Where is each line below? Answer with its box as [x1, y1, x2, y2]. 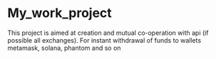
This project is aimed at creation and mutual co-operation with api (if [7, 28, 209, 37]
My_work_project [7, 5, 112, 21]
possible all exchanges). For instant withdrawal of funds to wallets [7, 36, 202, 44]
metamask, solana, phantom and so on [7, 43, 121, 52]
